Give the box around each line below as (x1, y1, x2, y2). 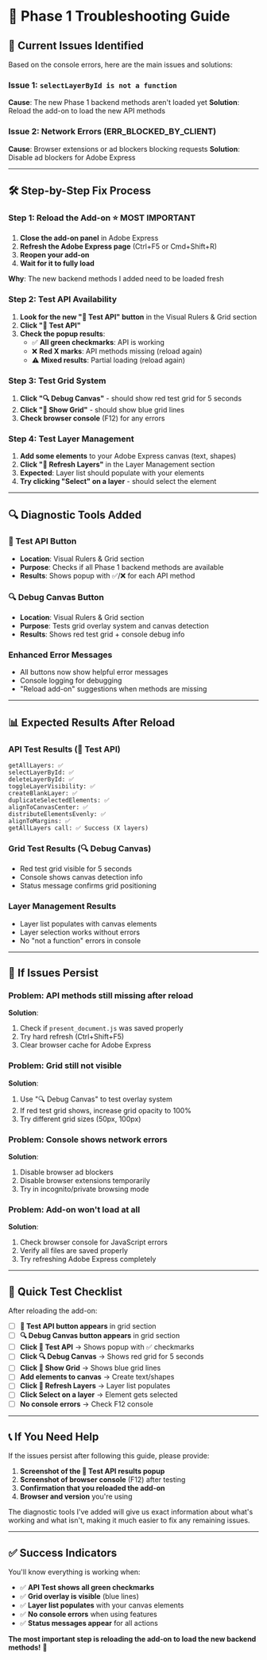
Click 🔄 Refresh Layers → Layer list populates (19, 1381, 171, 1391)
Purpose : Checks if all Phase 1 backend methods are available (19, 562, 224, 571)
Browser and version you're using (19, 1492, 133, 1501)
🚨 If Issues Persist (8, 966, 99, 980)
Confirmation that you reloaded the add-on (19, 1484, 165, 1493)
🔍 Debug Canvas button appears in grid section (19, 1331, 180, 1341)
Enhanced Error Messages (8, 649, 113, 660)
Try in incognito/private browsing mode (19, 1184, 149, 1194)
